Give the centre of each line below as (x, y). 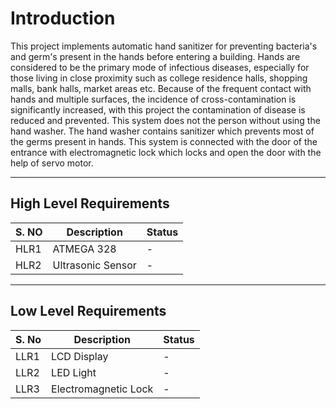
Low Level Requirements (88, 311)
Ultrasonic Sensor (94, 265)
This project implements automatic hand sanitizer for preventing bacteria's (164, 46)
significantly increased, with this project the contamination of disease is (158, 109)
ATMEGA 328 (84, 249)
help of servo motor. (52, 163)
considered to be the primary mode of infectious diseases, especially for (160, 67)
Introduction (63, 18)
